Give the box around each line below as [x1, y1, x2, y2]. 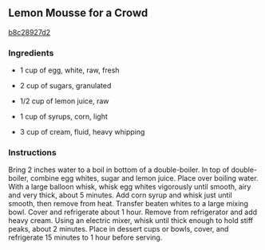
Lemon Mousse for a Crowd [8, 6, 148, 20]
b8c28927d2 [8, 27, 50, 37]
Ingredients [8, 47, 54, 58]
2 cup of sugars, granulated [19, 81, 112, 91]
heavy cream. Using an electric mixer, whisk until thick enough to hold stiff [8, 216, 254, 225]
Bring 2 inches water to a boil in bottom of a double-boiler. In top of [8, 165, 230, 174]
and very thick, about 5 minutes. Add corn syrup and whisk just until [8, 190, 233, 200]
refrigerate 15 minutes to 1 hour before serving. [8, 232, 163, 242]
